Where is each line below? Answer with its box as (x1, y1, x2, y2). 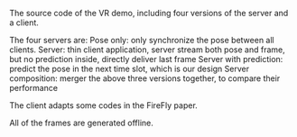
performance (9, 83, 59, 93)
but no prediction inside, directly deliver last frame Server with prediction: (9, 54, 283, 64)
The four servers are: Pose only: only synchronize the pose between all (9, 35, 274, 45)
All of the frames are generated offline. (9, 117, 153, 128)
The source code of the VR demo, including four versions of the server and (9, 8, 289, 18)
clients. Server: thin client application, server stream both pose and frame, (9, 44, 286, 55)
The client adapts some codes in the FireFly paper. (9, 100, 199, 111)
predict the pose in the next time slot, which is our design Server (9, 63, 250, 74)
